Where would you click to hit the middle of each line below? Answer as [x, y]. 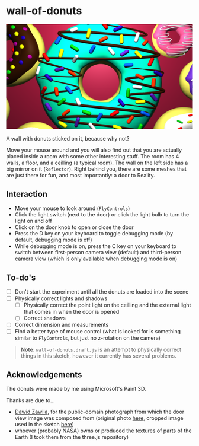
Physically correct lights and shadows [61, 298]
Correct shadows [45, 318]
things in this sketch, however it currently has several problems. [98, 356]
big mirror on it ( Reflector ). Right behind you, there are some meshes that [96, 169]
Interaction [27, 194]
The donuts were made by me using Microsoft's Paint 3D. [76, 389]
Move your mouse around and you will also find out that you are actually [94, 150]
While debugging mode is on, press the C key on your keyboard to [95, 246]
